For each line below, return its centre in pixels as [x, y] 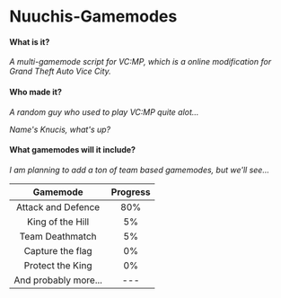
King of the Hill [58, 222]
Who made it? [36, 92]
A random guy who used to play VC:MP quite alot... [104, 112]
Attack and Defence [58, 206]
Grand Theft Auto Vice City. [61, 71]
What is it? [30, 41]
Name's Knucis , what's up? [60, 129]
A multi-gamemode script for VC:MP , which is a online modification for [140, 62]
